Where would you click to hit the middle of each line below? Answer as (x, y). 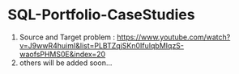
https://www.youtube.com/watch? (173, 37)
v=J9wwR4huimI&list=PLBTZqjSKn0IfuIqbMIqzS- (101, 45)
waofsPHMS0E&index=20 (62, 54)
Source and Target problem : (67, 37)
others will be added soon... (66, 63)
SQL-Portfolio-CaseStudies (101, 15)
